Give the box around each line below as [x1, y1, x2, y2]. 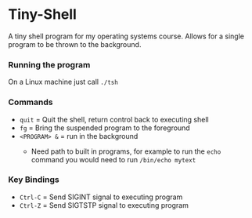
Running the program [8, 59, 91, 70]
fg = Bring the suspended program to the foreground [19, 123, 190, 133]
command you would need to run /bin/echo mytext [31, 154, 196, 164]
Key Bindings [8, 174, 60, 185]
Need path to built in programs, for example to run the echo [31, 147, 221, 156]
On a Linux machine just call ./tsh [8, 77, 119, 87]
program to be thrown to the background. [8, 39, 142, 49]
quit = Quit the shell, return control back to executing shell [19, 114, 209, 124]
